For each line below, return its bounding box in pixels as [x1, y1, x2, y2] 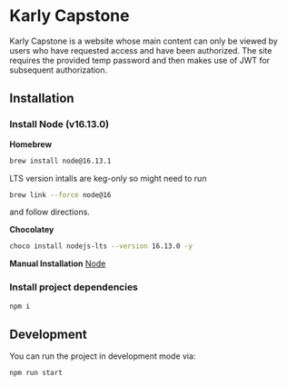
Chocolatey [9, 224, 54, 235]
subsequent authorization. [9, 64, 108, 75]
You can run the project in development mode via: [9, 351, 196, 361]
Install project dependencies [9, 281, 139, 293]
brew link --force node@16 [9, 190, 112, 200]
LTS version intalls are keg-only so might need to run [9, 173, 207, 183]
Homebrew [9, 138, 53, 150]
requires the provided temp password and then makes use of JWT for [9, 54, 271, 65]
